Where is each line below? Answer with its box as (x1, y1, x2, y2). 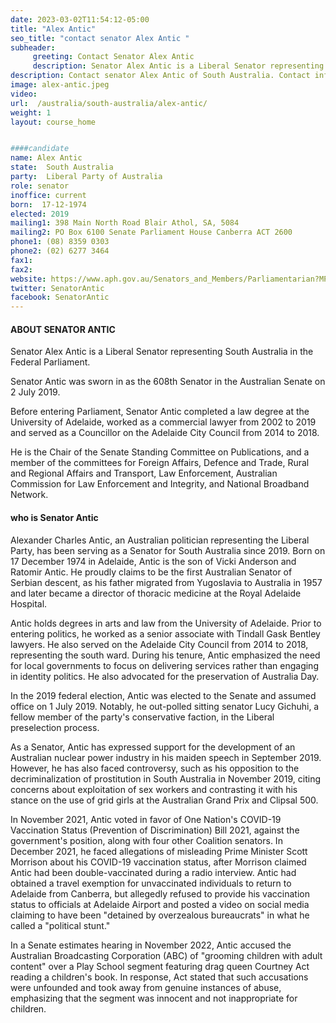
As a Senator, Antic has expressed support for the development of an (10, 741, 296, 753)
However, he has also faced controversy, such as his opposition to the (10, 762, 300, 774)
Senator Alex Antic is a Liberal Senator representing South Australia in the (10, 346, 314, 358)
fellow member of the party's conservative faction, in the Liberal (10, 711, 275, 723)
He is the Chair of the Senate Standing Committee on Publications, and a (10, 446, 310, 458)
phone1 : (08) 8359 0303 (10, 237, 110, 247)
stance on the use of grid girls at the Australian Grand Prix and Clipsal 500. (10, 794, 319, 806)
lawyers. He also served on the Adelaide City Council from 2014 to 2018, (10, 638, 309, 650)
